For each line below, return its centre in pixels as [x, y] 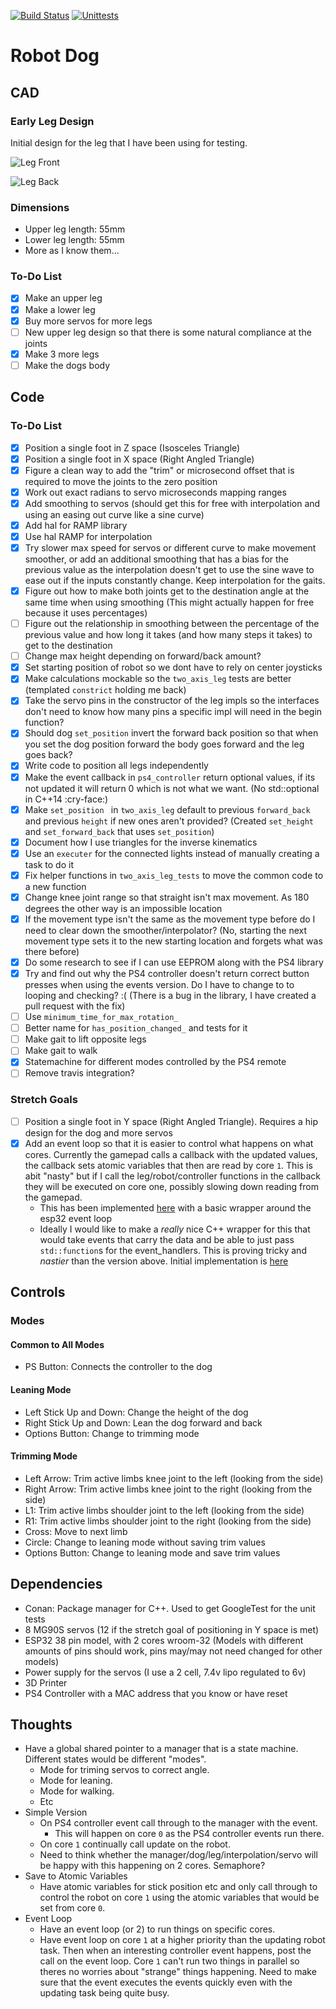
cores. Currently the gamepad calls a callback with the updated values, [171, 1154]
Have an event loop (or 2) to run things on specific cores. [157, 1929]
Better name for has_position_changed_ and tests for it [136, 1028]
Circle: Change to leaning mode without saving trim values [145, 1542]
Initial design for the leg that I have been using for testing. [129, 142]
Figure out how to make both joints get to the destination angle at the [167, 591]
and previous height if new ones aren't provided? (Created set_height [169, 821]
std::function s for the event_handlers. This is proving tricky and [173, 1250]
